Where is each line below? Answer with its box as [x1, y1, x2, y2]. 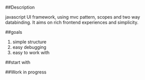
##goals [5, 29, 23, 35]
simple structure [12, 39, 47, 45]
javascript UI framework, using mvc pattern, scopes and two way [5, 14, 140, 20]
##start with [5, 59, 31, 65]
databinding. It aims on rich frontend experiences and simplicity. [5, 20, 138, 25]
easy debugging [12, 44, 47, 50]
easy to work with [12, 50, 50, 55]
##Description [5, 5, 35, 10]
